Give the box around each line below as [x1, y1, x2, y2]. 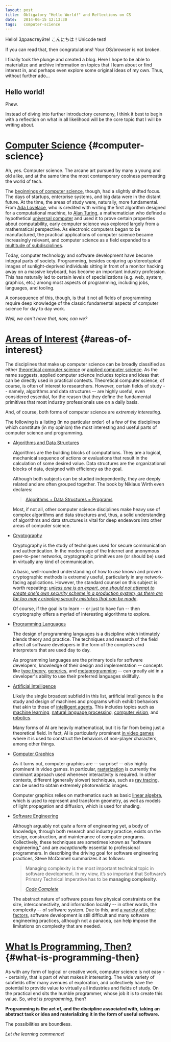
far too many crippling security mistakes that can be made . [12, 595, 138, 601]
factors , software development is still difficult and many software [12, 912, 150, 918]
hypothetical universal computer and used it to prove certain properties [5, 215, 155, 221]
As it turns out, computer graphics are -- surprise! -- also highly [12, 760, 148, 766]
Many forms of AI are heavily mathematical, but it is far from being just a [12, 724, 165, 731]
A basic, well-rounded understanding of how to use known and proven [12, 568, 161, 574]
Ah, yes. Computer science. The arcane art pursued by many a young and [5, 167, 161, 174]
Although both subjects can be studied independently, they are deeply [12, 475, 161, 481]
